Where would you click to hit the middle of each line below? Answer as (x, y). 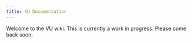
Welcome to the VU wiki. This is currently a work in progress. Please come (96, 28)
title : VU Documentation (36, 11)
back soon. (20, 34)
